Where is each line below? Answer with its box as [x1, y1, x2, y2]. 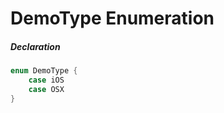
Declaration [10, 40, 61, 52]
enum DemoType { [10, 66, 78, 76]
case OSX [28, 84, 65, 94]
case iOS [28, 75, 65, 86]
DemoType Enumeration [10, 7, 215, 30]
